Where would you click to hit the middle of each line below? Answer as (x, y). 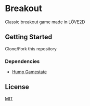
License (17, 87)
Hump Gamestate (29, 72)
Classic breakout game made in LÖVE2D (45, 22)
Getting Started (29, 37)
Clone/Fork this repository (31, 48)
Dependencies (22, 61)
